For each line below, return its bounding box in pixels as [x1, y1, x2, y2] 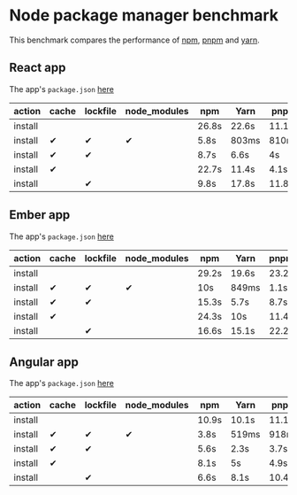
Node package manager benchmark [9, 5, 279, 26]
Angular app [9, 354, 80, 369]
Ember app [9, 207, 71, 222]
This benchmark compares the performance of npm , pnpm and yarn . [9, 35, 260, 45]
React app [9, 60, 66, 75]
